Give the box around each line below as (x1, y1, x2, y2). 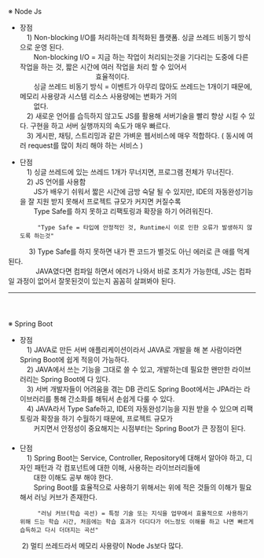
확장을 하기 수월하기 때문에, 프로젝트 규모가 (40, 414, 173, 423)
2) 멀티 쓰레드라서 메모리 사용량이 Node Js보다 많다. (21, 541, 184, 550)
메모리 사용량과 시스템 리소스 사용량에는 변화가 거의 (19, 92, 178, 101)
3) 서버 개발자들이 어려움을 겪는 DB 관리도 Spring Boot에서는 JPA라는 (26, 384, 243, 394)
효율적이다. (95, 72, 130, 81)
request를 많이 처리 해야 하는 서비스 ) (27, 141, 144, 150)
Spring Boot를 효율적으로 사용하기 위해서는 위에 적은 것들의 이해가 (33, 483, 238, 492)
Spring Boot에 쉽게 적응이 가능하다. (19, 355, 130, 364)
